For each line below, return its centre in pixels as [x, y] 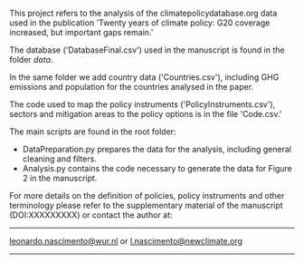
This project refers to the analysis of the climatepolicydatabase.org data [143, 13]
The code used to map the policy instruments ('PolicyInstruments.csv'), [142, 104]
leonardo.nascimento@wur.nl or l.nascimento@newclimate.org [126, 241]
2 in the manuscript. [60, 178]
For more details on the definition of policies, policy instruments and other [147, 196]
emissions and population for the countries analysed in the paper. [132, 87]
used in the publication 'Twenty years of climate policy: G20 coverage [140, 23]
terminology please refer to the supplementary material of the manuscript [146, 205]
